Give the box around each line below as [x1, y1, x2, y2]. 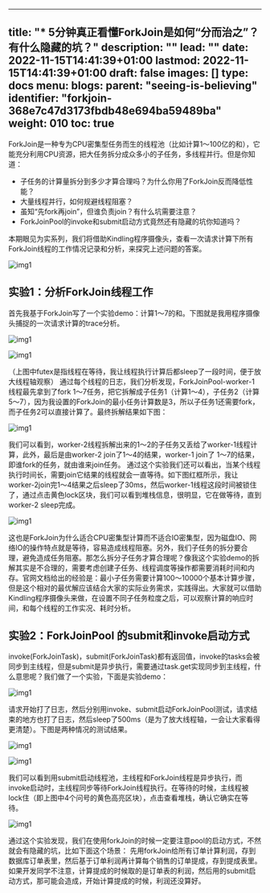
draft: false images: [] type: [108, 66, 249, 81]
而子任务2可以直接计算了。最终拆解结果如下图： [8, 407, 168, 416]
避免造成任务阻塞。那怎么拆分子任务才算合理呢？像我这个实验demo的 [22, 552, 253, 562]
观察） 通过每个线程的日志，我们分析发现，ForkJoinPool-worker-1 [35, 376, 256, 387]
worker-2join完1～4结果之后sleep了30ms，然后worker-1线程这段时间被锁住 [8, 480, 257, 490]
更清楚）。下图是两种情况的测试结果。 [8, 725, 132, 734]
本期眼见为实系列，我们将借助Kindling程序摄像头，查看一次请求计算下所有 [8, 234, 254, 243]
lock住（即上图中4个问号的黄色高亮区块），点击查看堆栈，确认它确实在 [8, 793, 242, 803]
